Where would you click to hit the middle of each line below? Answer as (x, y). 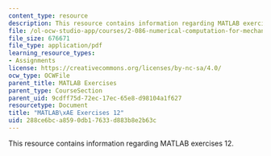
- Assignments (32, 61)
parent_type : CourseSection (56, 90)
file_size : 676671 (39, 38)
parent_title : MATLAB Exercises (63, 83)
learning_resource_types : (52, 53)
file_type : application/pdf (56, 46)
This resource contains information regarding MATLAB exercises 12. (121, 143)
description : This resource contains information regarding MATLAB (124, 23)
